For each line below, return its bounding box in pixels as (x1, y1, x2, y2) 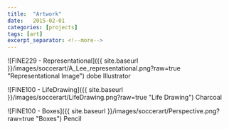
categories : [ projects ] (7, 24, 78, 31)
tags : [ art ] (7, 30, 43, 38)
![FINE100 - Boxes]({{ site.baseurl (7, 107, 106, 115)
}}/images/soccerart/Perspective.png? (107, 107, 220, 115)
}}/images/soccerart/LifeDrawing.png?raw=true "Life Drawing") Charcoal (7, 93, 223, 102)
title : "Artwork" (7, 10, 62, 18)
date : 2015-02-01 (7, 17, 65, 24)
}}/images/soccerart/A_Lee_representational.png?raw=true (7, 64, 181, 73)
